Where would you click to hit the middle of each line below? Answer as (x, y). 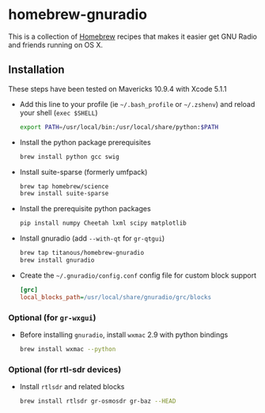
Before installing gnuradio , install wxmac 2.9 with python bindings (124, 335)
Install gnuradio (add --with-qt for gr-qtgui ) (92, 238)
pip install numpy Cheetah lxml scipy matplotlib (103, 223)
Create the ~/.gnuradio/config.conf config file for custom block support (138, 275)
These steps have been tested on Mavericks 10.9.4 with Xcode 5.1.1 (117, 89)
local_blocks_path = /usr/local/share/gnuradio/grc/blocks (115, 297)
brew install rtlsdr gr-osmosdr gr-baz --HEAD (98, 401)
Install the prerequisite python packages (85, 209)
